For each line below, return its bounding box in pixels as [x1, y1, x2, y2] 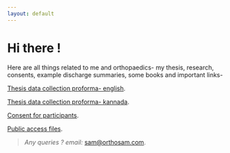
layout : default [7, 10, 54, 17]
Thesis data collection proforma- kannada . [7, 97, 130, 106]
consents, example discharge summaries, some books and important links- [7, 70, 223, 79]
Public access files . [7, 124, 63, 133]
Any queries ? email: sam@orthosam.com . [24, 138, 146, 146]
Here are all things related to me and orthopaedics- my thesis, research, [7, 63, 214, 72]
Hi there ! [7, 40, 61, 56]
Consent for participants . [7, 111, 79, 119]
